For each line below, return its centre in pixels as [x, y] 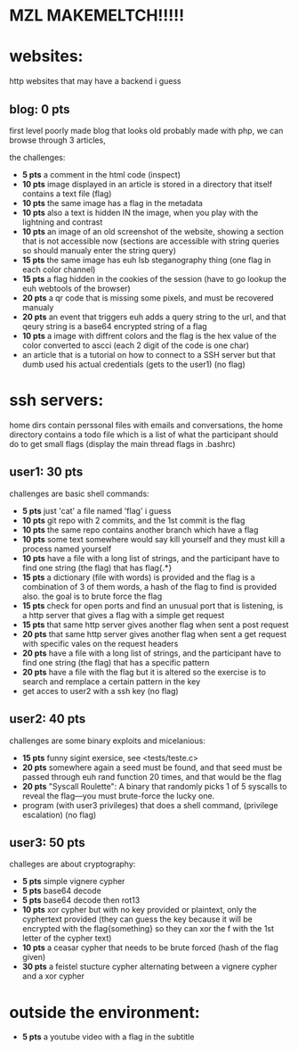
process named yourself [67, 549]
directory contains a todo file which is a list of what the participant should [144, 434]
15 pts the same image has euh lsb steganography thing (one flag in [146, 260]
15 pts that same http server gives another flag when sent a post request [155, 625]
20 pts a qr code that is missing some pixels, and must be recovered [148, 298]
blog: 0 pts [40, 109]
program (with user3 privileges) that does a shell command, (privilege [150, 805]
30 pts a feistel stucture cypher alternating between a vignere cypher [149, 967]
